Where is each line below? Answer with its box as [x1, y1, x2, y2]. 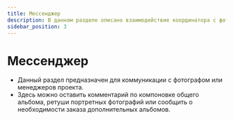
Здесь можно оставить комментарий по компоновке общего [17, 91, 200, 99]
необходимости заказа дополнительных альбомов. [17, 105, 171, 114]
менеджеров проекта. [17, 83, 84, 92]
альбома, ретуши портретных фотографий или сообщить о [17, 98, 193, 106]
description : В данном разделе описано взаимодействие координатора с [7, 17, 217, 24]
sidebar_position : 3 [7, 23, 68, 30]
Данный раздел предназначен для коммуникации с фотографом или [17, 76, 223, 84]
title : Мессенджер [7, 10, 61, 17]
